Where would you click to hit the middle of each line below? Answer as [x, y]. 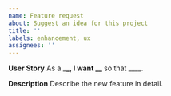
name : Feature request [46, 16]
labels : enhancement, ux [50, 38]
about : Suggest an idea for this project [78, 23]
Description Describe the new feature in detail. [86, 84]
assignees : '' [32, 46]
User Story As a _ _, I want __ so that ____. [76, 68]
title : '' [25, 30]
